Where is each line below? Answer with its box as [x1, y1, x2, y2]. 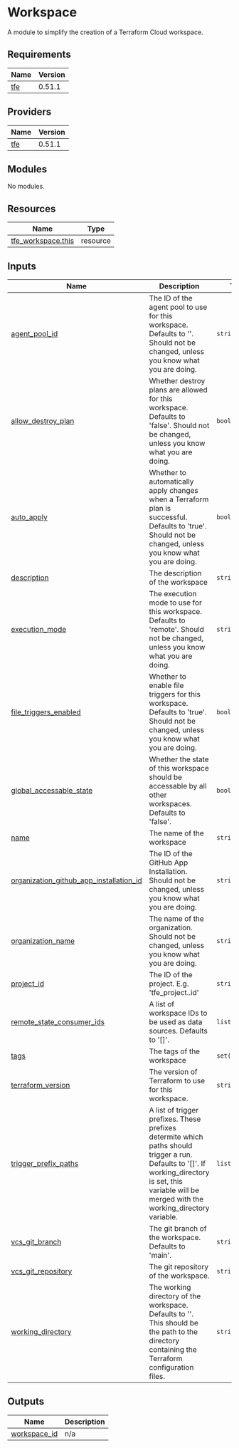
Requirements [7, 48, 71, 61]
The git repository [149, 1262, 208, 1271]
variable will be [149, 1185, 199, 1195]
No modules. [7, 182, 45, 191]
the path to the [149, 1327, 198, 1336]
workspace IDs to [149, 1009, 208, 1018]
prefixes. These [149, 1114, 201, 1124]
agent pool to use [149, 302, 208, 312]
